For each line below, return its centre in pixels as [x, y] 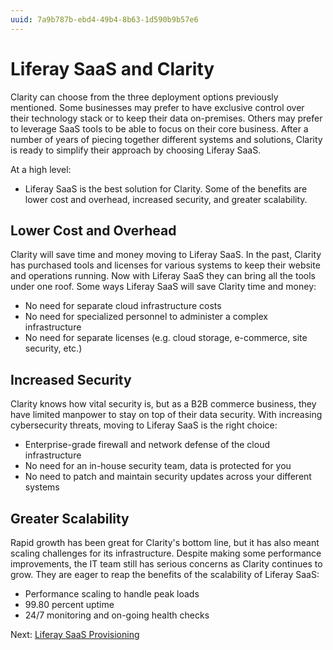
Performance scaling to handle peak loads [112, 594]
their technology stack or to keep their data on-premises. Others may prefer [166, 118]
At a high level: [41, 169]
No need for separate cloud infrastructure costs [123, 306]
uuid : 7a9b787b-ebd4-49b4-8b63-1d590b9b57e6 [104, 19]
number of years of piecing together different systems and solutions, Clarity [166, 139]
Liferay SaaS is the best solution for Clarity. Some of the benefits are [166, 188]
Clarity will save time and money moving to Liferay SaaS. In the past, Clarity [166, 255]
